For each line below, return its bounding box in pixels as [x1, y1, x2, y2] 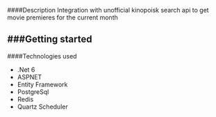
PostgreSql [17, 87, 49, 96]
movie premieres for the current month [7, 13, 118, 22]
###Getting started [7, 33, 92, 45]
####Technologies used [7, 52, 78, 60]
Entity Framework [17, 80, 68, 88]
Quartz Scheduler [17, 102, 68, 111]
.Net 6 [17, 65, 35, 74]
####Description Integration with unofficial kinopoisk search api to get [7, 6, 210, 14]
